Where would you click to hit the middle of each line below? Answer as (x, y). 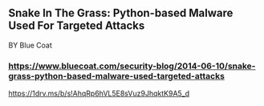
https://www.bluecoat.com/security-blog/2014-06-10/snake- (132, 66)
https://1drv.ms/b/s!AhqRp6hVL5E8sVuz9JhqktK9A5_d (99, 94)
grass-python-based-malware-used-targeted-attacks (116, 75)
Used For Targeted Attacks (77, 26)
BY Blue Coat (30, 45)
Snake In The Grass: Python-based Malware (121, 13)
